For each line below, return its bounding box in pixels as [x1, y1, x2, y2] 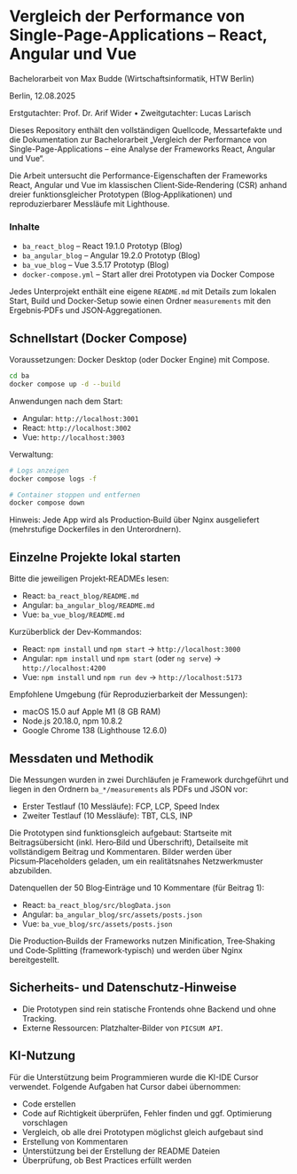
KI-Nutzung [9, 1048, 76, 1063]
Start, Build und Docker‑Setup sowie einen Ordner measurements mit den [9, 295, 271, 307]
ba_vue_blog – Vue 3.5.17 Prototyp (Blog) [21, 260, 170, 270]
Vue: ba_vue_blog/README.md [21, 609, 126, 620]
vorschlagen [21, 1117, 68, 1128]
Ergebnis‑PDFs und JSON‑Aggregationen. [9, 305, 162, 316]
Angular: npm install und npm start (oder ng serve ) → [21, 654, 222, 664]
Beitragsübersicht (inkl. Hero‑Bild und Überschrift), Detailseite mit [9, 836, 249, 848]
